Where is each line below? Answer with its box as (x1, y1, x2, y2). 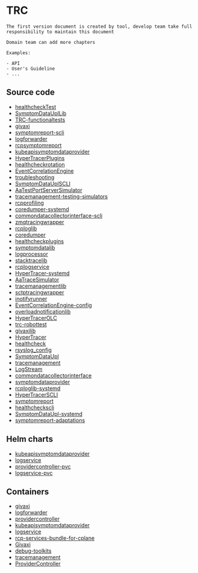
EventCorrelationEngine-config (14, 302, 92, 309)
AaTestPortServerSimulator (14, 186, 82, 193)
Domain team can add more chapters (6, 39, 96, 45)
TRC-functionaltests (14, 116, 66, 123)
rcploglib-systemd (14, 385, 61, 392)
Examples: (6, 49, 31, 56)
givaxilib (14, 327, 36, 334)
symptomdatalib (14, 244, 55, 251)
